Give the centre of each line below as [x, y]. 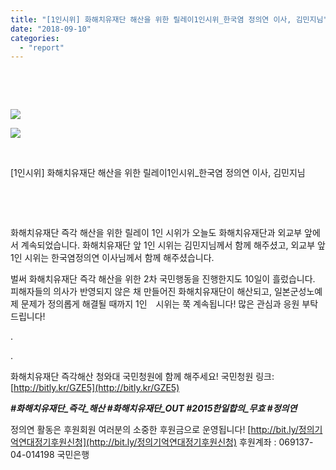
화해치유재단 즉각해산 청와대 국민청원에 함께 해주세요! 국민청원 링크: [142, 377]
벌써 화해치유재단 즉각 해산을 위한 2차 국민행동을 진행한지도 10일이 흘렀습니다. [163, 279]
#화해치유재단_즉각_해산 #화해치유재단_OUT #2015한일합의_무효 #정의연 [154, 408]
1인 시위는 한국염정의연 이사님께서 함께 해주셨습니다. [112, 258]
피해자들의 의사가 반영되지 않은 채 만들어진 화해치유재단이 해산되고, [141, 292]
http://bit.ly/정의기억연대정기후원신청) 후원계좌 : [183, 442]
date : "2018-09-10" [51, 29]
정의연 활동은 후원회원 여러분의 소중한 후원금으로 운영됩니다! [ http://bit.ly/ [154, 430]
